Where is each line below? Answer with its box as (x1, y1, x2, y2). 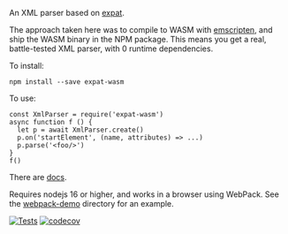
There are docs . (9, 172, 68, 182)
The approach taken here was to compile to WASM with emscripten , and (9, 25, 273, 34)
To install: (9, 61, 44, 71)
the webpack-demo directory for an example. (9, 199, 174, 208)
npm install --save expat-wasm (9, 78, 125, 87)
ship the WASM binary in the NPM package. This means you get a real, (9, 34, 267, 44)
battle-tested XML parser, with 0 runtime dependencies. (9, 43, 214, 54)
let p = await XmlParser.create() (17, 125, 144, 134)
